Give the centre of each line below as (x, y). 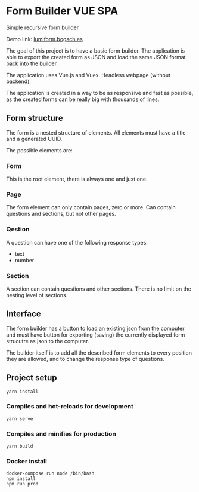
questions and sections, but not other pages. (61, 214)
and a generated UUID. (34, 139)
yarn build (20, 447)
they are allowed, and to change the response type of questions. (85, 359)
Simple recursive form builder (43, 27)
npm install (21, 479)
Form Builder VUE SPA (62, 11)
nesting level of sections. (37, 295)
